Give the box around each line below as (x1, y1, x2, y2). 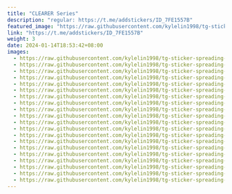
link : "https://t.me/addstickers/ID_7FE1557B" (7, 29, 144, 36)
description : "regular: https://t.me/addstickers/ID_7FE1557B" (7, 17, 193, 23)
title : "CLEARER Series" (7, 10, 79, 17)
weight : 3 (7, 36, 36, 43)
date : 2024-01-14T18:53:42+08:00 (7, 42, 104, 49)
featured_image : (7, 23, 54, 30)
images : (7, 49, 30, 56)
